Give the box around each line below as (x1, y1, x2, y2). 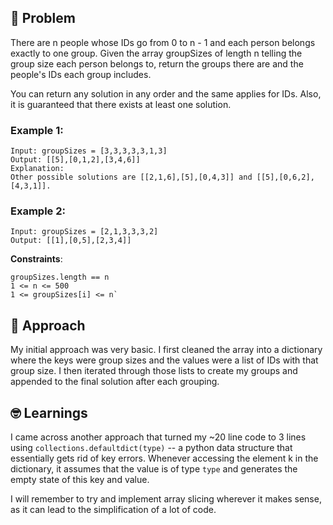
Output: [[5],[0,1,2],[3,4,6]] (10, 155, 141, 165)
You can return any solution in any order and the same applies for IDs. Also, (10, 87, 322, 100)
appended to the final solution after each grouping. (10, 376, 220, 388)
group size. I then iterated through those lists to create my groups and (10, 365, 298, 377)
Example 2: (10, 204, 66, 218)
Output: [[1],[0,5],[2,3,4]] (10, 236, 132, 246)
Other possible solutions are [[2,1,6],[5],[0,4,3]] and (10, 172, 253, 183)
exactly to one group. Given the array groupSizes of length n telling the (10, 47, 303, 59)
